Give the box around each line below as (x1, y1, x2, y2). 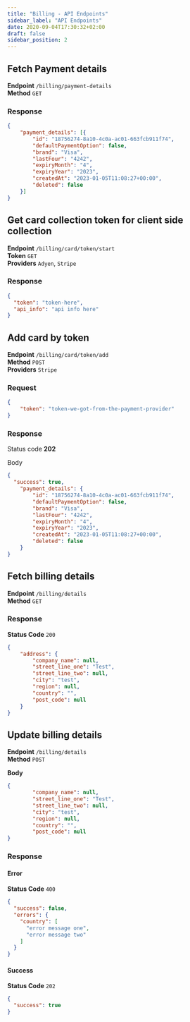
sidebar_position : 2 (7, 37, 68, 44)
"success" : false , (13, 905, 68, 912)
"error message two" (25, 931, 87, 938)
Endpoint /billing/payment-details (7, 81, 112, 90)
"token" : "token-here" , (13, 299, 83, 306)
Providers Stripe (7, 365, 58, 374)
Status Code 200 (7, 630, 56, 638)
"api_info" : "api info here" (13, 305, 99, 312)
